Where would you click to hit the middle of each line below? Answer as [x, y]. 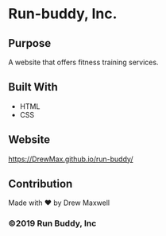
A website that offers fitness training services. [83, 62]
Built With [33, 87]
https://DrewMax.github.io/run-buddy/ [71, 159]
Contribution [41, 184]
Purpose [30, 43]
